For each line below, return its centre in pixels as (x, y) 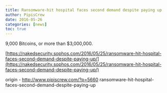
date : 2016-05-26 (24, 19)
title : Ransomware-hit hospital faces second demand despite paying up (83, 10)
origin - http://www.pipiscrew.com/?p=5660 (52, 80)
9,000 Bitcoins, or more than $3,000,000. (49, 43)
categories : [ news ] (26, 24)
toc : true (16, 29)
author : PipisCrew (25, 15)
